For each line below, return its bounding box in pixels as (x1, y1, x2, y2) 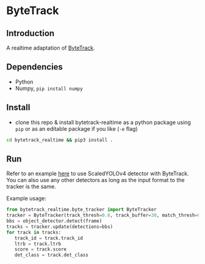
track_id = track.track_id (14, 235, 84, 241)
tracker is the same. (6, 183, 56, 190)
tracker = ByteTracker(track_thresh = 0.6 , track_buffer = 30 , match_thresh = (6, 212, 198, 219)
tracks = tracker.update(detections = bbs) (6, 224, 113, 230)
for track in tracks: (6, 229, 62, 235)
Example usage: (6, 195, 47, 202)
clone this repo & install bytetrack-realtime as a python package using (15, 119, 191, 126)
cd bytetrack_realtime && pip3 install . (6, 137, 113, 143)
